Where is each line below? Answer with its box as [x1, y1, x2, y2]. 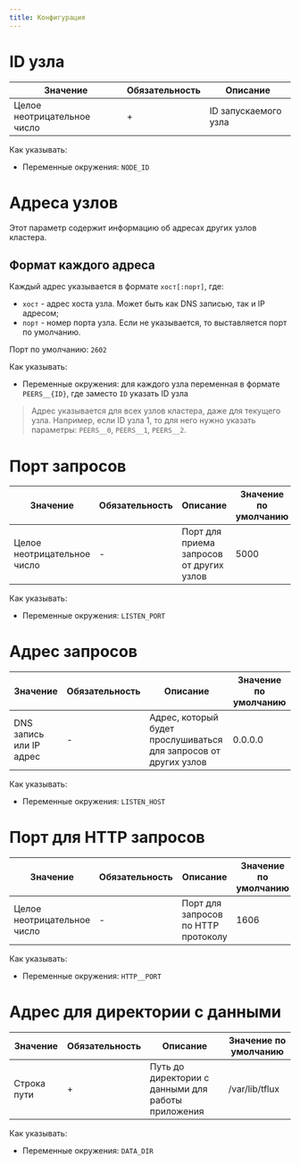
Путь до [149, 1061, 185, 1073]
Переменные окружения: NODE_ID [21, 162, 150, 172]
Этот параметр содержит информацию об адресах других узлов [9, 222, 257, 233]
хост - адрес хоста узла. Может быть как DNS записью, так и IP [21, 298, 266, 309]
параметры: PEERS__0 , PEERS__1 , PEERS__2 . [30, 425, 187, 436]
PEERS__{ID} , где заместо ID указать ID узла [21, 388, 189, 399]
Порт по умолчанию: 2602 [9, 345, 107, 355]
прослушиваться [149, 734, 223, 746]
